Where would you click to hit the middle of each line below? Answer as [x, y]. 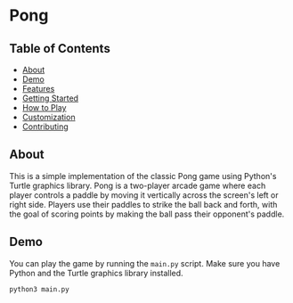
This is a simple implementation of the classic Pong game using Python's [143, 176]
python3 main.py [39, 289]
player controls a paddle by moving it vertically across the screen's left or [144, 195]
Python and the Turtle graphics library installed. [97, 273]
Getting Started [50, 98]
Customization [49, 117]
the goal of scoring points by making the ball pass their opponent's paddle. [147, 214]
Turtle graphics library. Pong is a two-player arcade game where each [138, 185]
